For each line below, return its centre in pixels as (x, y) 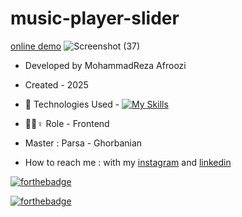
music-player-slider (95, 18)
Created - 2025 (56, 84)
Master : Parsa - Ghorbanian (83, 143)
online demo (36, 46)
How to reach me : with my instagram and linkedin (128, 162)
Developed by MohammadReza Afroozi (105, 65)
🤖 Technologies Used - (72, 104)
